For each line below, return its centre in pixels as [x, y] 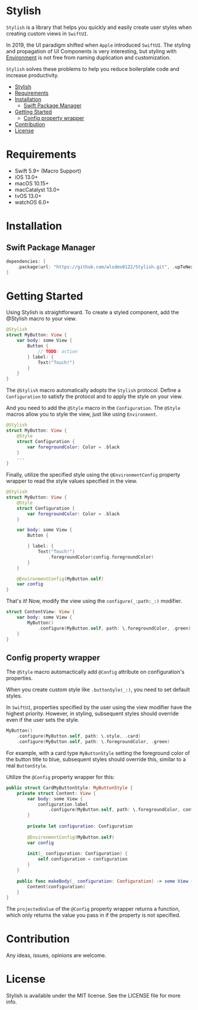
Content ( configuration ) [56, 887]
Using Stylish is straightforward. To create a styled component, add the [93, 312]
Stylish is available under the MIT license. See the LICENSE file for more [93, 996]
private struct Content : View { [56, 793]
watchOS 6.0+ [32, 202]
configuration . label [63, 804]
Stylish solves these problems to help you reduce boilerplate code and [93, 69]
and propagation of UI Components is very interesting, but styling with [91, 51]
